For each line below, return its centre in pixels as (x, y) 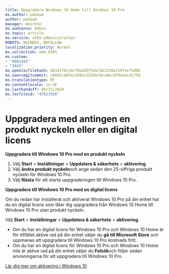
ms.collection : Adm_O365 (31, 52)
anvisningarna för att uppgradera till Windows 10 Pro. (68, 256)
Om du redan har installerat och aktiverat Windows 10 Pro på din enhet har (82, 200)
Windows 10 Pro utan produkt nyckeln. (45, 210)
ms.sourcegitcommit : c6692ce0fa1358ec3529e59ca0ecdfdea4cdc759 (73, 75)
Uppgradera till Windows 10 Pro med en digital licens (61, 190)
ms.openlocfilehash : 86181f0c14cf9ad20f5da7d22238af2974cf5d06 (73, 71)
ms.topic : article (24, 33)
